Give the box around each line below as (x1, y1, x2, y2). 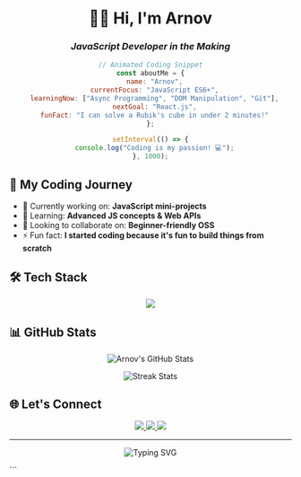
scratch (21, 243, 52, 253)
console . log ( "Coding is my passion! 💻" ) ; (74, 144, 235, 153)
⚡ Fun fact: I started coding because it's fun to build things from (21, 229, 264, 241)
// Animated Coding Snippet (98, 60, 203, 70)
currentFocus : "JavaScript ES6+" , (90, 85, 219, 95)
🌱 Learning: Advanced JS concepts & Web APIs (21, 210, 202, 221)
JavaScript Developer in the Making (70, 40, 231, 53)
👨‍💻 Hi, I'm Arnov (89, 8, 212, 29)
